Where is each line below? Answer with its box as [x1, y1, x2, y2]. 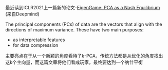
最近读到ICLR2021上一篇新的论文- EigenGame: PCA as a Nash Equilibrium [5, 5, 160, 10]
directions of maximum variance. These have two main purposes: [5, 27, 144, 32]
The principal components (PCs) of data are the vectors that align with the [5, 21, 163, 27]
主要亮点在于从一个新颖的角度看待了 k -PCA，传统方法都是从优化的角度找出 [5, 53, 163, 59]
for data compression [12, 42, 59, 48]
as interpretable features [12, 37, 65, 43]
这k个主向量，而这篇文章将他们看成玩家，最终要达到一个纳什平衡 [5, 59, 143, 65]
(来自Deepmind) [5, 11, 40, 17]
